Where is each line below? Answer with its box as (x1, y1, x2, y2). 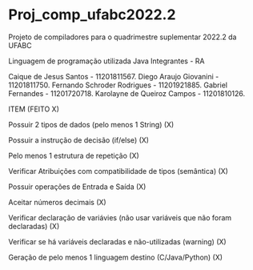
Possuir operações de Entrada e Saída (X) (8, 182, 147, 191)
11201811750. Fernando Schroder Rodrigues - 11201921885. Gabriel (8, 80, 228, 90)
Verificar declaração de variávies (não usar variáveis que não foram (8, 212, 232, 222)
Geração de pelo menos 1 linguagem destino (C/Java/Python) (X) (8, 252, 223, 262)
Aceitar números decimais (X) (8, 197, 106, 207)
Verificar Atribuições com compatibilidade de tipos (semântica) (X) (8, 166, 228, 175)
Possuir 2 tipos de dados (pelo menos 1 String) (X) (8, 119, 175, 129)
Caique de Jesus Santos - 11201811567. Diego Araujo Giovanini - (8, 71, 219, 81)
